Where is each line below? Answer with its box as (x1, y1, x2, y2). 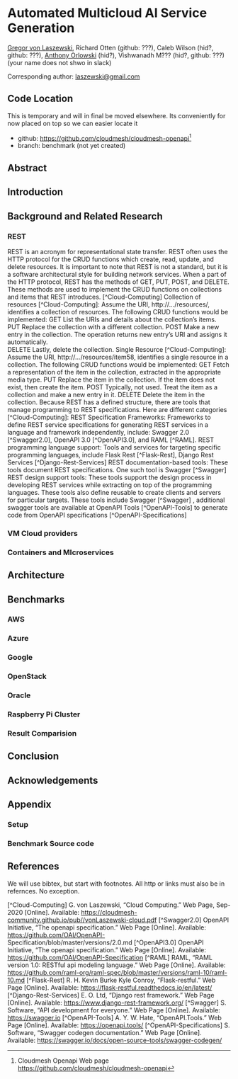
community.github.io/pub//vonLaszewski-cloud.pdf (7, 915, 157, 924)
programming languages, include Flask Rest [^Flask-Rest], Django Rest (7, 450, 214, 459)
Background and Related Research (7, 210, 163, 222)
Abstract (7, 161, 47, 174)
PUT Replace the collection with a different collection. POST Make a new (7, 322, 220, 331)
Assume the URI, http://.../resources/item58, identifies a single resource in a (7, 353, 229, 361)
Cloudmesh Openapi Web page (17, 1056, 110, 1065)
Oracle (7, 690, 31, 700)
